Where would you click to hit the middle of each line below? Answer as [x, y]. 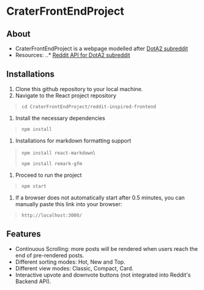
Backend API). [33, 281]
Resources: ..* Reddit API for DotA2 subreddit [73, 55]
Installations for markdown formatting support [73, 140]
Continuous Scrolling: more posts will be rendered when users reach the [106, 248]
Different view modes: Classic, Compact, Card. [74, 268]
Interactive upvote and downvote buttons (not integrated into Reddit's [103, 275]
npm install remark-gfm [52, 163]
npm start [34, 186]
